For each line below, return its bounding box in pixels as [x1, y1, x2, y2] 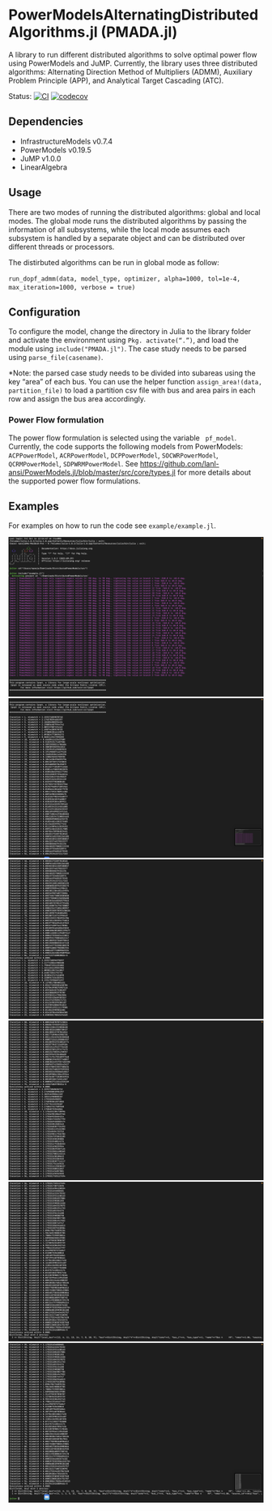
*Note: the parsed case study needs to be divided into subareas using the [8, 368, 257, 378]
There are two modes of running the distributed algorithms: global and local [8, 207, 261, 217]
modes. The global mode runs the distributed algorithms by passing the [8, 216, 247, 225]
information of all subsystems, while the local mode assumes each [8, 225, 231, 234]
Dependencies [8, 115, 83, 129]
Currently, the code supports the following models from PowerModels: [8, 441, 244, 451]
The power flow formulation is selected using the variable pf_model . [8, 432, 237, 443]
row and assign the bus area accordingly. [8, 394, 147, 404]
